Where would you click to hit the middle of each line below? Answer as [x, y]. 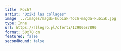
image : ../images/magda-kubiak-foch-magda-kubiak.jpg [61, 18]
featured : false [21, 37]
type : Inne [16, 23]
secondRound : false [25, 41]
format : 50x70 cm [23, 32]
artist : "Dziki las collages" [36, 14]
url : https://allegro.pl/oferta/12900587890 [51, 28]
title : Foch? [18, 9]
